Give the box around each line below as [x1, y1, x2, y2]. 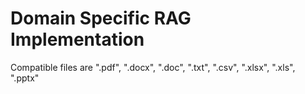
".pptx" [10, 72, 40, 84]
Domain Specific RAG [10, 7, 192, 30]
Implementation [10, 28, 145, 51]
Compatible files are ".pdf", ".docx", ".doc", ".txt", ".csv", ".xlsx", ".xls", [10, 61, 296, 73]
